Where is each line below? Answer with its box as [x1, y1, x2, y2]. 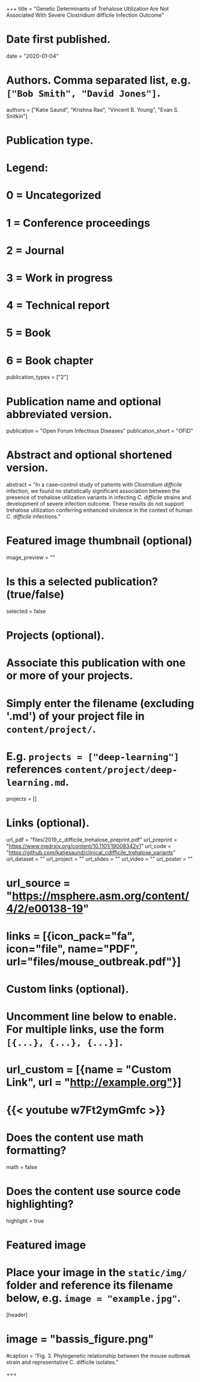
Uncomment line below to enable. [6, 1010, 177, 1024]
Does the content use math [6, 1131, 144, 1144]
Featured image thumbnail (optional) [6, 534, 193, 548]
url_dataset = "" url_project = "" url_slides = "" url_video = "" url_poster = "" [6, 855, 193, 862]
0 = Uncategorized [6, 189, 102, 202]
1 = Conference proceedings [6, 216, 150, 230]
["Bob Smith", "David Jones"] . [6, 87, 161, 100]
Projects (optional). [6, 628, 105, 642]
